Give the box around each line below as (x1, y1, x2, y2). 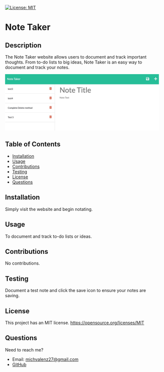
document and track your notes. (5, 64, 70, 70)
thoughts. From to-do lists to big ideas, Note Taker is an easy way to (5, 59, 143, 65)
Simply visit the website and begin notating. (5, 206, 93, 212)
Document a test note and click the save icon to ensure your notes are (5, 288, 146, 293)
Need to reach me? (5, 347, 44, 352)
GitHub (12, 361, 27, 367)
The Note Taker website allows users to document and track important (5, 54, 147, 60)
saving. (5, 293, 20, 299)
